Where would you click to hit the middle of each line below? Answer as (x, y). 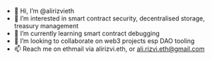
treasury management (46, 26)
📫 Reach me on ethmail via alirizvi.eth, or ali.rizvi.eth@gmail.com (109, 49)
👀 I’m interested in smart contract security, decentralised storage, (109, 18)
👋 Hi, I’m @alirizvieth (44, 11)
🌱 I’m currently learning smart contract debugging (87, 33)
